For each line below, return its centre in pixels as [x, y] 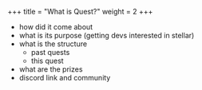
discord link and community [65, 78]
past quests [50, 52]
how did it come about [56, 27]
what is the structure [53, 44]
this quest [48, 61]
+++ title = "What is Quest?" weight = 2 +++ [80, 12]
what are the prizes [51, 69]
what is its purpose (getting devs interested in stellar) [107, 35]
